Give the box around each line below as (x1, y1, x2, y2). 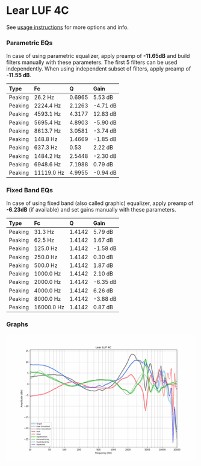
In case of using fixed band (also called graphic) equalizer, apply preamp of (6, 200, 194, 207)
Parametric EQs (6, 39, 53, 47)
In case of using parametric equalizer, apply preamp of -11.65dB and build (6, 52, 190, 60)
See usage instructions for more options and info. (6, 24, 129, 31)
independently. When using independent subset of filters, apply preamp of (6, 65, 191, 72)
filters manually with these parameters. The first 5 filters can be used (6, 58, 178, 66)
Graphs (6, 320, 28, 329)
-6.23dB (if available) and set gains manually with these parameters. (6, 206, 176, 213)
